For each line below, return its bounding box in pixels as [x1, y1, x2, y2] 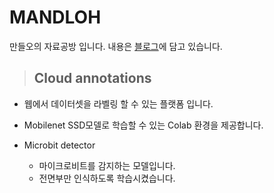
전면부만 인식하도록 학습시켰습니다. [38, 172, 176, 184]
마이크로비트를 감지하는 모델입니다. [38, 159, 176, 171]
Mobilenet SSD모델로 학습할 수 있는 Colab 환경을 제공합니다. [23, 119, 264, 131]
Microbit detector [23, 139, 96, 151]
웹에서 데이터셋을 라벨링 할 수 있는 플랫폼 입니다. [23, 97, 214, 110]
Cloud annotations [33, 70, 152, 87]
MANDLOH [9, 6, 102, 29]
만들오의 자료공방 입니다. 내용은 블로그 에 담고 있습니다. [9, 40, 223, 52]
